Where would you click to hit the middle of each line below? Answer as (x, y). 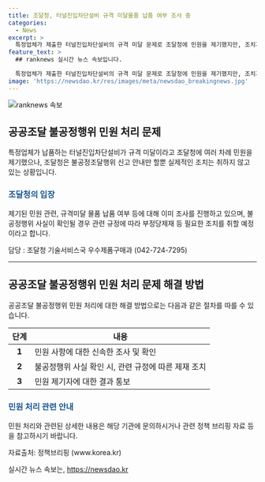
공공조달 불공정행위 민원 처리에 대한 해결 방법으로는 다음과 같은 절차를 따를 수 (127, 305)
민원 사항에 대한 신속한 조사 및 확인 (95, 352)
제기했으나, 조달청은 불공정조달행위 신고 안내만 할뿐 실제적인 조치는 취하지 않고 (129, 162)
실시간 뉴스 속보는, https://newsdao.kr (68, 469)
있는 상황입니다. (33, 172)
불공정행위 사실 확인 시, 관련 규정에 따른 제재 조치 (120, 367)
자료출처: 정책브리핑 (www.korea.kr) (65, 452)
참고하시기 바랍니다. (47, 435)
